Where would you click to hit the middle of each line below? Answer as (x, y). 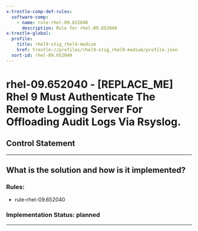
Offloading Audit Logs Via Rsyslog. (94, 122)
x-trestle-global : (29, 34)
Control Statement (41, 144)
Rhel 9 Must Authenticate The (81, 97)
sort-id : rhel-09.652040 (42, 55)
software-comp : (30, 17)
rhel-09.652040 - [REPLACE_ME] (90, 84)
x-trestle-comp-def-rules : (39, 11)
